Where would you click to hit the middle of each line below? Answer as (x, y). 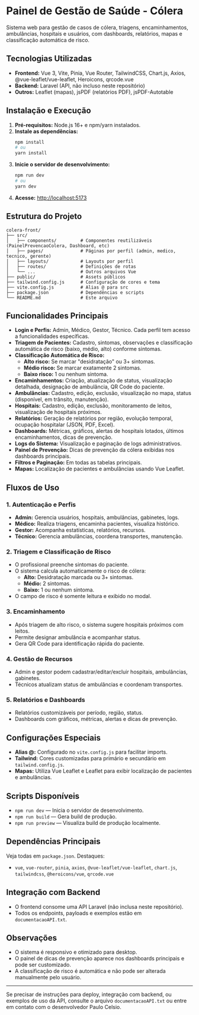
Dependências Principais (53, 842)
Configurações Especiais (53, 738)
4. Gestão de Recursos (39, 659)
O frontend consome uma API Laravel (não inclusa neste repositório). (99, 906)
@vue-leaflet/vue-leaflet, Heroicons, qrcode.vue (74, 79)
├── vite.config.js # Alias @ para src (67, 287)
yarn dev (25, 186)
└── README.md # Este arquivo (62, 298)
